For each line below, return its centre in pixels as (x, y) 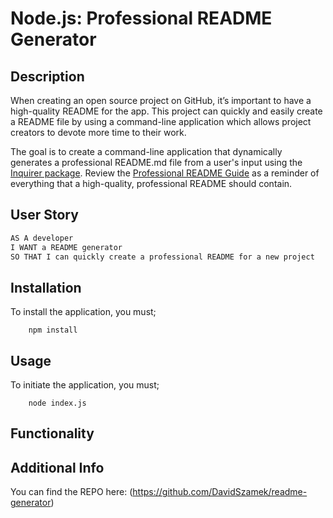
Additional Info (57, 467)
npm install (53, 330)
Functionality (52, 433)
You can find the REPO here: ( (71, 492)
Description (47, 76)
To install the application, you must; (83, 312)
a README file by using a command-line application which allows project (161, 121)
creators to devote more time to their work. (98, 132)
